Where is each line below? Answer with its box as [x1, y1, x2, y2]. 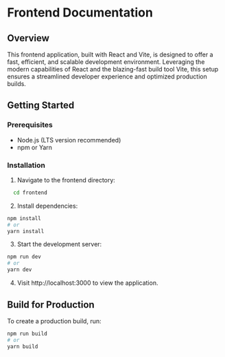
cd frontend [13, 189, 48, 196]
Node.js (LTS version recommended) [16, 136, 121, 144]
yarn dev [7, 266, 32, 273]
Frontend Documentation [7, 5, 153, 21]
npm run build [7, 330, 48, 337]
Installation [7, 160, 46, 170]
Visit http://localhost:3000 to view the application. [16, 279, 158, 287]
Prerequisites [7, 120, 53, 130]
